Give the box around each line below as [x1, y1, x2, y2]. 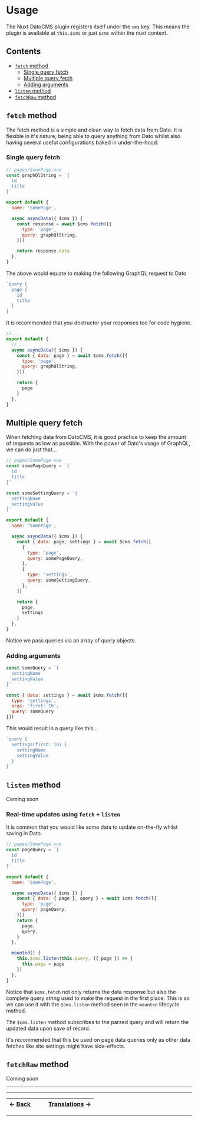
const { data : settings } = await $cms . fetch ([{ [6, 692, 128, 698]
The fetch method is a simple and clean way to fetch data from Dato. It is [6, 126, 183, 133]
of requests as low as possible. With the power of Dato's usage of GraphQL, [6, 440, 191, 447]
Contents [6, 47, 41, 57]
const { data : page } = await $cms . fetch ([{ [16, 352, 128, 359]
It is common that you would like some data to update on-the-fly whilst [6, 824, 178, 831]
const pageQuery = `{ [6, 847, 60, 853]
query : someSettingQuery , [27, 578, 91, 583]
